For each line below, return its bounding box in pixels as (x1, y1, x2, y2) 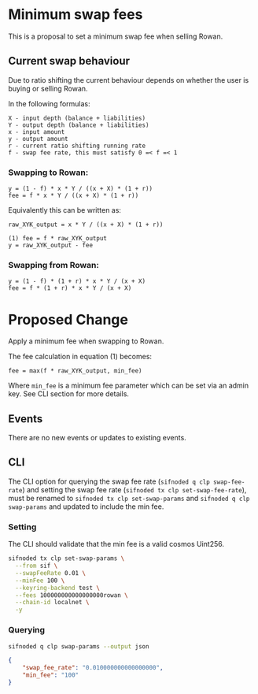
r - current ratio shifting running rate (8, 142, 146, 150)
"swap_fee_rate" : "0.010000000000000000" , (22, 664, 164, 672)
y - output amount (8, 135, 68, 143)
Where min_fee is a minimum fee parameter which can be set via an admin (8, 380, 249, 391)
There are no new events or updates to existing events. (8, 433, 186, 443)
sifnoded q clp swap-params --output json (8, 642, 149, 651)
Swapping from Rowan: (8, 259, 100, 270)
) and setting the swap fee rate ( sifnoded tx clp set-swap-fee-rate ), (22, 484, 247, 494)
